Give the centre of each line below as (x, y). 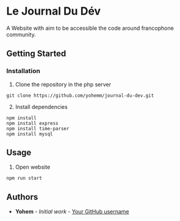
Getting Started (36, 54)
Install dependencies (41, 107)
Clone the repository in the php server (63, 84)
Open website (33, 167)
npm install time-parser (38, 128)
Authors (22, 197)
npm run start (24, 178)
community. (21, 34)
